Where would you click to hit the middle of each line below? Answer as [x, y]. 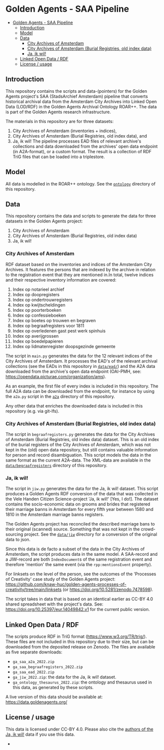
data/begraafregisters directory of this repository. [57, 465]
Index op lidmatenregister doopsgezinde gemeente [64, 346]
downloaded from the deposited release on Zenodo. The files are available [81, 647]
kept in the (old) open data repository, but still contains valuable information [82, 449]
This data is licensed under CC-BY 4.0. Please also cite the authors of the [79, 729]
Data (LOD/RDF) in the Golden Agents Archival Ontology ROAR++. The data [81, 106]
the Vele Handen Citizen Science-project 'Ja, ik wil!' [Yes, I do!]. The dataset [82, 499]
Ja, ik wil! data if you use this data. [40, 734]
